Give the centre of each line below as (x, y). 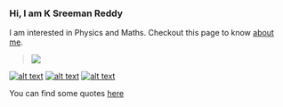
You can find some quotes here (67, 94)
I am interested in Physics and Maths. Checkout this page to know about (141, 33)
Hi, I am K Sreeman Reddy (66, 13)
